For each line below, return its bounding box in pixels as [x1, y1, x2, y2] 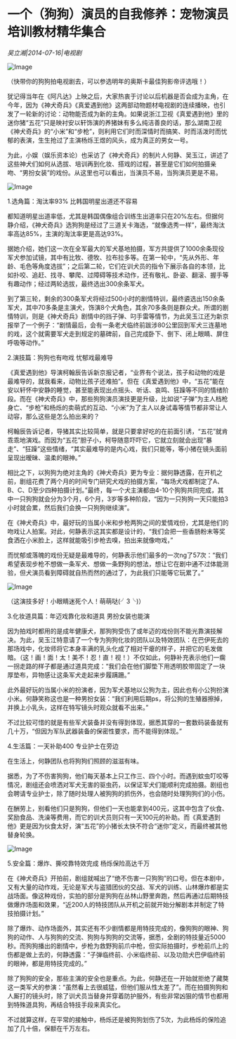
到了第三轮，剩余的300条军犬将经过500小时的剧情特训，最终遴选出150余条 [7, 294, 225, 303]
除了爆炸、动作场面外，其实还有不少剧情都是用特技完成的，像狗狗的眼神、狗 [7, 924, 229, 932]
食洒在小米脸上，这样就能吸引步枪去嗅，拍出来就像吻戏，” [7, 535, 173, 544]
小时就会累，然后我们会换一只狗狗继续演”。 [7, 503, 133, 511]
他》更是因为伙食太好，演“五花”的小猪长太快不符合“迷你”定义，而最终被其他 [7, 821, 228, 830]
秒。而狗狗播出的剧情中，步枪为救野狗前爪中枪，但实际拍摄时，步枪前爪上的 [7, 941, 229, 950]
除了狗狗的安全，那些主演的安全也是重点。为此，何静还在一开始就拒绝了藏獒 [7, 974, 229, 982]
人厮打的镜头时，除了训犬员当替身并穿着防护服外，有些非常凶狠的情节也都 [7, 991, 223, 1000]
